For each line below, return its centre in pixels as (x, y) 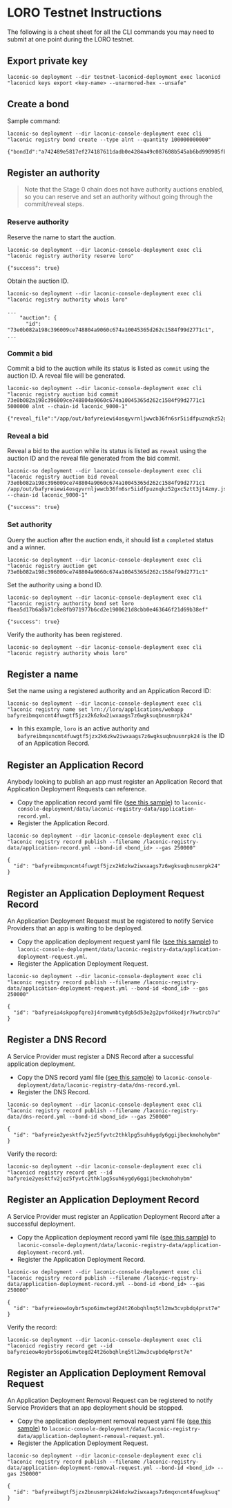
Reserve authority (38, 222)
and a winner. (27, 547)
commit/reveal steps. (54, 204)
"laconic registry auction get (52, 566)
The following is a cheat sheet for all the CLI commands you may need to (111, 32)
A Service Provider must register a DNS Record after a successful (100, 1056)
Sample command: (34, 121)
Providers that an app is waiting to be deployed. (75, 928)
